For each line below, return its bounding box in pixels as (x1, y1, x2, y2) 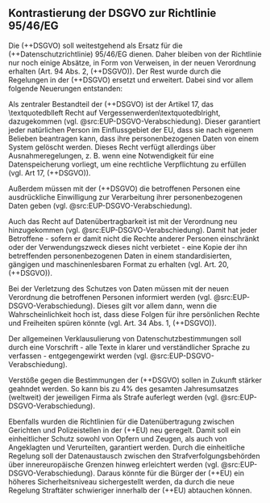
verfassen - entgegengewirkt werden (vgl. (8, 351, 149, 361)
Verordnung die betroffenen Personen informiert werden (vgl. (8, 292, 212, 302)
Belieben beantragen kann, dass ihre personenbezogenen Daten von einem (8, 133, 260, 143)
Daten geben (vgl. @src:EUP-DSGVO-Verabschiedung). (8, 201, 193, 210)
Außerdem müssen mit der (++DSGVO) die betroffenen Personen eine (8, 184, 241, 193)
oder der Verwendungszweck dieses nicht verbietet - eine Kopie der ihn (8, 242, 247, 251)
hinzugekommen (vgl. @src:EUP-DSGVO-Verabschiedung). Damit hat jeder (8, 225, 258, 235)
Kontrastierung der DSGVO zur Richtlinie (8, 6, 217, 20)
